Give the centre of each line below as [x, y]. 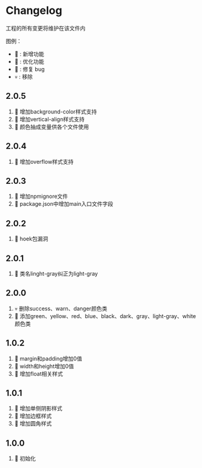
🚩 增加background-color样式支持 [56, 111]
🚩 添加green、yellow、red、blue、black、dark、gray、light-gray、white [105, 316]
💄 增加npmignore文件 [41, 196]
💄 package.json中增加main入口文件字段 [64, 204]
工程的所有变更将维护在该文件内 [45, 28]
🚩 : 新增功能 [29, 54]
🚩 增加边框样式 [33, 416]
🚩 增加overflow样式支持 [44, 161]
